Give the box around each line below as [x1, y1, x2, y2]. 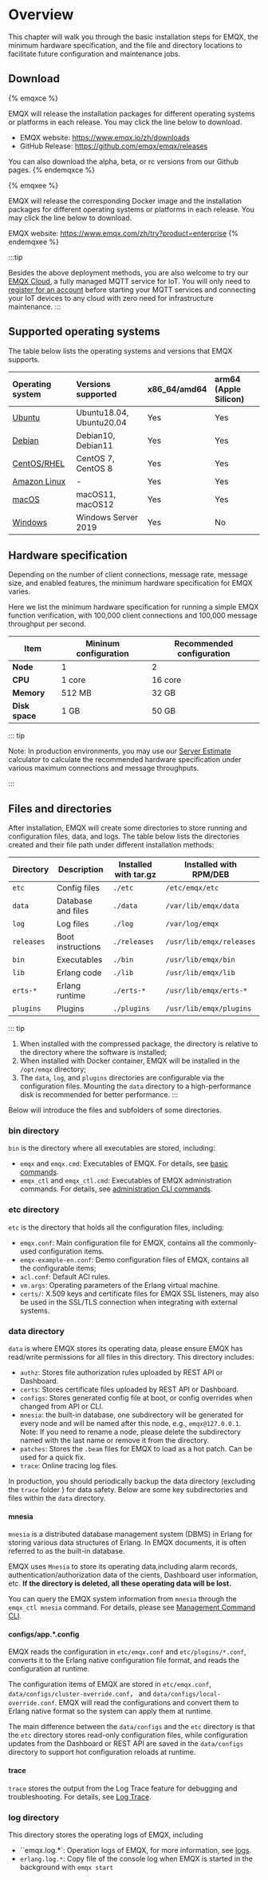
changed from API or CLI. [19, 1402, 104, 1412]
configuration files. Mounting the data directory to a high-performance [19, 1081, 252, 1091]
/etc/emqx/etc [165, 883, 219, 893]
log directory [8, 1811, 60, 1823]
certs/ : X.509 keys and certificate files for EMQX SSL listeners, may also [19, 1289, 259, 1298]
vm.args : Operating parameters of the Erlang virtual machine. [19, 1280, 221, 1290]
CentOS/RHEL [12, 457, 65, 468]
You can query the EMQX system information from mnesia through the [8, 1594, 237, 1604]
